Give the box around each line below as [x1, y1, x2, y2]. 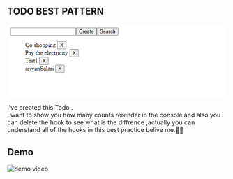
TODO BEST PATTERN [7, 6, 105, 17]
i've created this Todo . [7, 103, 73, 112]
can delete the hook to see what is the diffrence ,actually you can [7, 118, 195, 127]
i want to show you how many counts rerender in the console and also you [7, 111, 221, 120]
